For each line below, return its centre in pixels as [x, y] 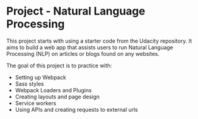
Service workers [36, 103]
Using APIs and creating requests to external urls [77, 109]
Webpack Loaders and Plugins [53, 90]
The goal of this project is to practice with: [59, 66]
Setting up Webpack [41, 77]
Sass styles [29, 84]
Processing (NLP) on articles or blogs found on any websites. [83, 53]
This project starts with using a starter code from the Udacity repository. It [99, 41]
